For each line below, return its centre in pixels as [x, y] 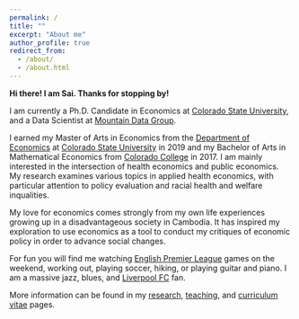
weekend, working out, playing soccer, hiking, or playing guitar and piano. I [148, 268]
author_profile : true [50, 43]
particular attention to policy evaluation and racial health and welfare [136, 185]
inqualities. [29, 195]
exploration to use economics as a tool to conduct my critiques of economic [150, 231]
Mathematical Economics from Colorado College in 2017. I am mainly [136, 156]
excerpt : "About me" [48, 34]
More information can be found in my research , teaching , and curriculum [144, 295]
